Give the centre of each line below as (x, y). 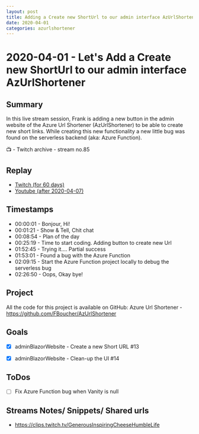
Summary (25, 104)
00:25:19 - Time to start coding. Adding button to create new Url (93, 242)
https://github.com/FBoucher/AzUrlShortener (61, 313)
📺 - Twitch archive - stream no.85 (48, 149)
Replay (19, 170)
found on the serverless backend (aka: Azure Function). (74, 138)
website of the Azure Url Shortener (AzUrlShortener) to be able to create (95, 125)
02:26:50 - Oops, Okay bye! (49, 274)
